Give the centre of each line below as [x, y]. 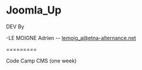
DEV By [15, 26]
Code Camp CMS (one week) [41, 61]
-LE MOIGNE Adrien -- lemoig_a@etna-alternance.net [71, 38]
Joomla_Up [34, 10]
